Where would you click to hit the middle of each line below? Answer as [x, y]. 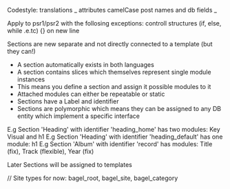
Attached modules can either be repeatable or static [91, 94]
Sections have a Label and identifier [68, 101]
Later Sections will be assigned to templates [70, 165]
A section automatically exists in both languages [86, 64]
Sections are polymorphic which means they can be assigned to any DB [119, 109]
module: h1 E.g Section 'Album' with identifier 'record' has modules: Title [110, 144]
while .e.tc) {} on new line [43, 31]
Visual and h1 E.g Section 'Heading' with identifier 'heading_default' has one [115, 137]
